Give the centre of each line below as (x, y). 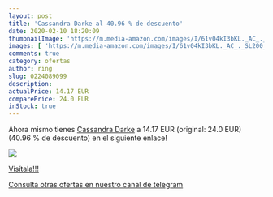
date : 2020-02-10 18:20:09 (54, 31)
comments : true (34, 54)
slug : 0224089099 (38, 76)
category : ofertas (39, 62)
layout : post (30, 16)
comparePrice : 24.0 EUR (49, 99)
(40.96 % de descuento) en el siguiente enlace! (88, 138)
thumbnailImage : (36, 39)
